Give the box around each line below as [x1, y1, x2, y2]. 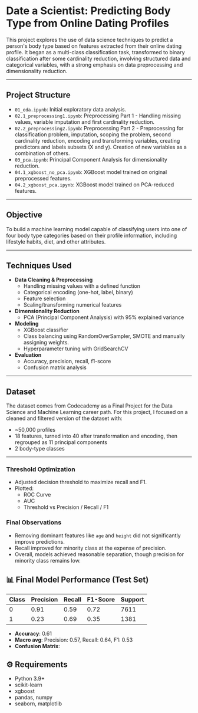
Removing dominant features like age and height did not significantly [14, 532, 181, 539]
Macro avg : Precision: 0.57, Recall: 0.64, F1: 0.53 [14, 636, 133, 643]
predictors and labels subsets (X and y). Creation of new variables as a [14, 143, 187, 150]
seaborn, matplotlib [14, 700, 62, 707]
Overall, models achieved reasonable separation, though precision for [14, 550, 184, 558]
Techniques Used [6, 261, 72, 271]
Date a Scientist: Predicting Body [6, 4, 171, 18]
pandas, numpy [14, 694, 53, 701]
